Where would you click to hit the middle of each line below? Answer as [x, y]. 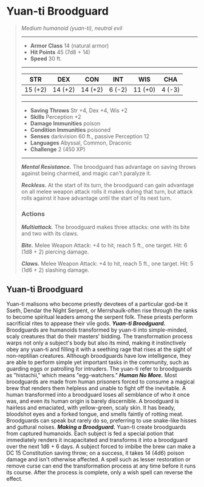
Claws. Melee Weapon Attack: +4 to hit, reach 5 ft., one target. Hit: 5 [107, 264]
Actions [33, 213]
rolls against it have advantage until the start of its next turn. [96, 198]
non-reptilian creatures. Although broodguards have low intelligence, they [99, 356]
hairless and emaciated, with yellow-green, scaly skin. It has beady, [91, 408]
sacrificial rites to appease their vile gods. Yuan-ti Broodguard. [86, 324]
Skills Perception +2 [56, 116]
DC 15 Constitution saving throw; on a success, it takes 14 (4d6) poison [95, 453]
